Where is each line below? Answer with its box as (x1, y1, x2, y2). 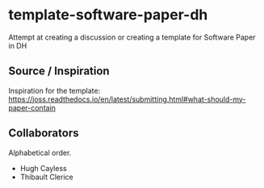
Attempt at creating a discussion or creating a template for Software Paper (8, 32, 256, 42)
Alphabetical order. (8, 148, 72, 157)
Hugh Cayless (19, 163, 67, 173)
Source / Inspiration (8, 65, 111, 78)
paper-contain (8, 102, 57, 112)
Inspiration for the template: (8, 86, 101, 95)
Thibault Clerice (19, 172, 74, 182)
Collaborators (8, 127, 79, 140)
